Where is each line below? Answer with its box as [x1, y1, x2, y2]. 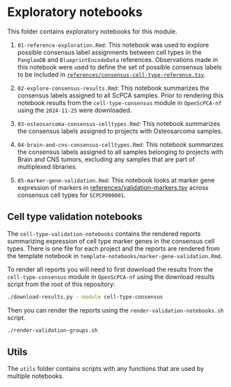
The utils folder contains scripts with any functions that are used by [7, 365, 205, 373]
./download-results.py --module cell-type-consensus [7, 293, 164, 300]
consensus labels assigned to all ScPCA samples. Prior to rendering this [17, 91, 224, 100]
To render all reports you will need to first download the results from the [7, 265, 214, 274]
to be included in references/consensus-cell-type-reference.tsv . [17, 70, 207, 79]
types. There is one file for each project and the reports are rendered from [7, 244, 221, 253]
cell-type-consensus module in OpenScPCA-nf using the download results [7, 272, 215, 281]
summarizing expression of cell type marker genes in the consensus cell [7, 237, 215, 245]
